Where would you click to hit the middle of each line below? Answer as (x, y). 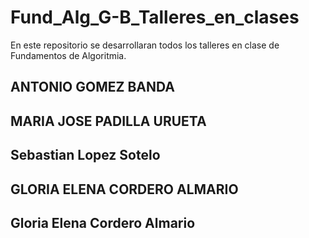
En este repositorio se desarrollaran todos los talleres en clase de (145, 45)
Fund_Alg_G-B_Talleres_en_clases (155, 17)
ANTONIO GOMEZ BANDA (92, 87)
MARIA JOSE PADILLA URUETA (108, 121)
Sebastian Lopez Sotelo (85, 155)
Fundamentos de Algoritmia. (68, 55)
